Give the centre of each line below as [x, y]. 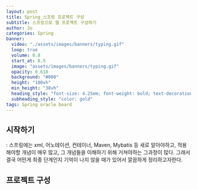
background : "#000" [35, 77]
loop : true [25, 50]
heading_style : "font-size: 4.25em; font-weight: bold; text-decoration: [103, 94]
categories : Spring [30, 34]
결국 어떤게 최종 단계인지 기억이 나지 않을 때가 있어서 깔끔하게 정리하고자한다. [94, 160]
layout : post [22, 11]
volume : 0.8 [26, 55]
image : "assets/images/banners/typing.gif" [65, 66]
